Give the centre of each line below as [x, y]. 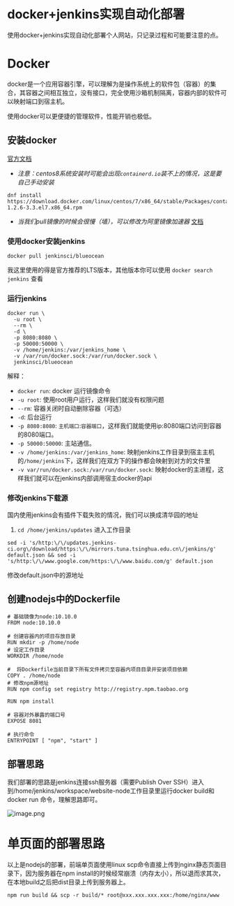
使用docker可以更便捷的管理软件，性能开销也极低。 [81, 116]
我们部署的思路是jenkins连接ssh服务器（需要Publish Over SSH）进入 [106, 782]
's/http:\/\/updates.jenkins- [73, 543]
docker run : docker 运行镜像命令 [64, 391]
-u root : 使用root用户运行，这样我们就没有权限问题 [91, 400]
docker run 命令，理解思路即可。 [54, 800]
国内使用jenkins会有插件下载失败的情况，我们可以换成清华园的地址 [103, 515]
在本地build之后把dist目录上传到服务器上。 [69, 882]
